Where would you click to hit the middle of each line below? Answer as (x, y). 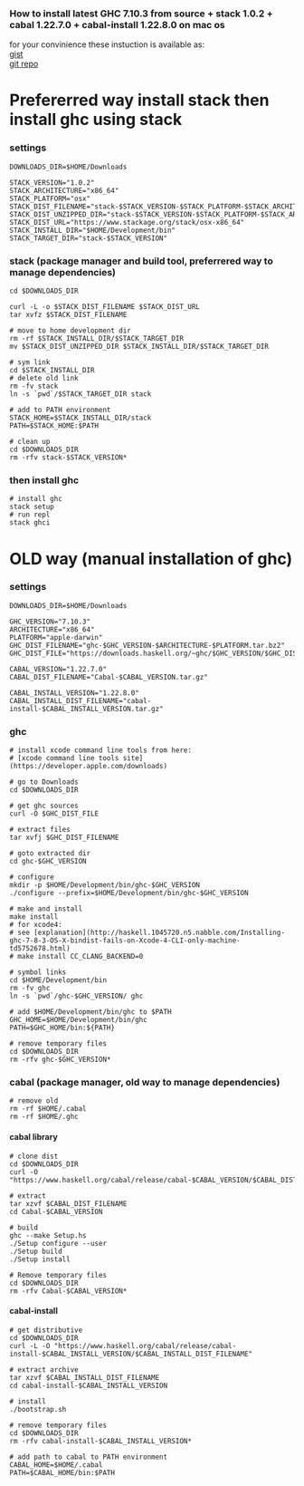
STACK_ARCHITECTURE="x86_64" (64, 190)
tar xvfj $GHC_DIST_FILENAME (64, 838)
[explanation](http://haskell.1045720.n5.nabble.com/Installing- (159, 933)
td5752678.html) (40, 949)
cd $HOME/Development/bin (58, 980)
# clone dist (34, 1156)
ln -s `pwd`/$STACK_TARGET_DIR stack (81, 394)
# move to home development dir (70, 331)
